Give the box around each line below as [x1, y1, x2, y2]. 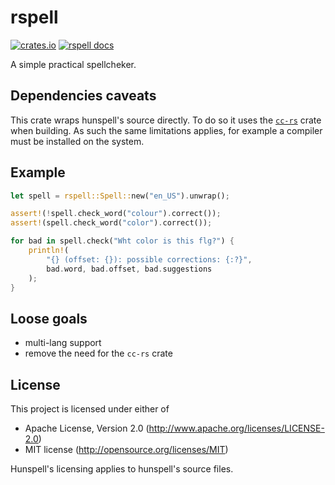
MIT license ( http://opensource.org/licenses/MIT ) [24, 444, 229, 456]
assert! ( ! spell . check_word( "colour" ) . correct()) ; [10, 209, 222, 219]
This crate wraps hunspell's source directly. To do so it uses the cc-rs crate [10, 114, 322, 126]
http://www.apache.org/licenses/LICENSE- [148, 422, 325, 435]
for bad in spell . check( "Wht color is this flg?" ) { [10, 236, 235, 246]
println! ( [28, 246, 70, 256]
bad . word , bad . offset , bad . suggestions [46, 264, 213, 274]
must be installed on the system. [10, 135, 145, 147]
